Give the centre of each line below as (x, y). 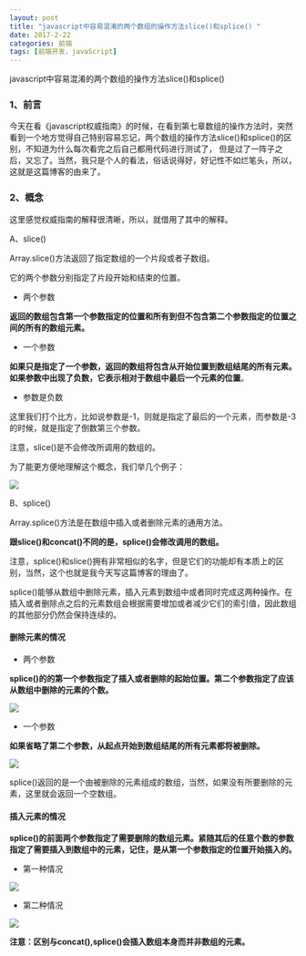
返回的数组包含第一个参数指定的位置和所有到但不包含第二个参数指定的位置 (149, 316)
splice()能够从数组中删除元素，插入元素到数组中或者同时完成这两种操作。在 (151, 591)
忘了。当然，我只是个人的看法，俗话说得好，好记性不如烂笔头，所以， (165, 160)
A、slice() (28, 239)
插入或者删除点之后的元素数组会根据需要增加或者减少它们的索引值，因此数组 (153, 603)
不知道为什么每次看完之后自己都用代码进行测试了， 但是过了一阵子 (150, 149)
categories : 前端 (41, 43)
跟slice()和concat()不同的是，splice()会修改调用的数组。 (117, 541)
